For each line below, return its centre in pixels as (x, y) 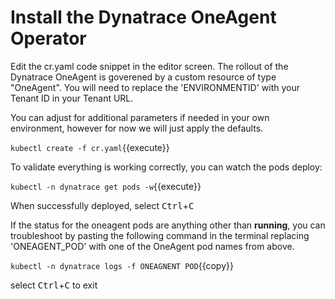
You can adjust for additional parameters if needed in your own (140, 117)
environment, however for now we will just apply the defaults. (137, 128)
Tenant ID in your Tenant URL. (72, 98)
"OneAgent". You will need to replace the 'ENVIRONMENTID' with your (155, 87)
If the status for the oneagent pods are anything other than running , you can (168, 225)
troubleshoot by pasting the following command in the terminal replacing (160, 235)
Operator (48, 38)
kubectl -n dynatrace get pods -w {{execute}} (106, 186)
